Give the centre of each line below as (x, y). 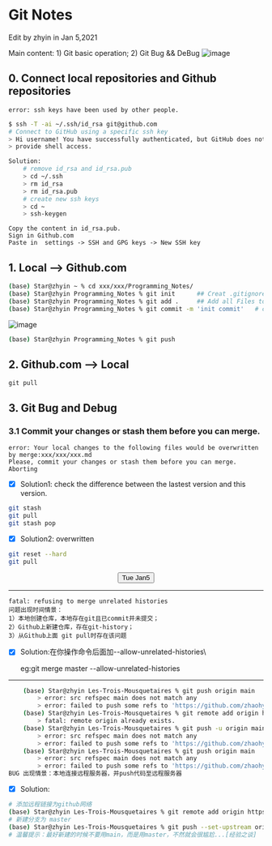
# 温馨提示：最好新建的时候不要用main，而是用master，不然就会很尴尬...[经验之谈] (133, 835)
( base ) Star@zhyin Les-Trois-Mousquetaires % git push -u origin (136, 728)
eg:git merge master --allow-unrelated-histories (100, 668)
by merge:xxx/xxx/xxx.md (50, 455)
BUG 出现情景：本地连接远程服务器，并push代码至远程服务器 (95, 774)
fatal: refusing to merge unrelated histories (88, 601)
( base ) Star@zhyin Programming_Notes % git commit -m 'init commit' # (134, 309)
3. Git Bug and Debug (63, 408)
